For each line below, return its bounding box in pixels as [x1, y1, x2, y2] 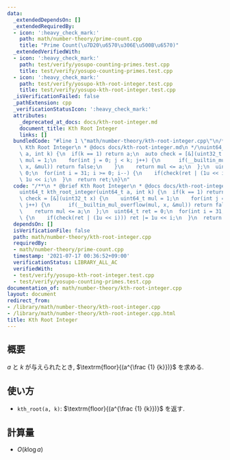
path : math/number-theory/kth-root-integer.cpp [13, 233, 152, 240]
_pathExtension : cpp [13, 100, 72, 106]
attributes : [13, 112, 48, 119]
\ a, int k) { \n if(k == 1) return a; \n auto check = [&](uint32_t [19, 150, 222, 158]
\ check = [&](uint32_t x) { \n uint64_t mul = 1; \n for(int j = [19, 195, 225, 203]
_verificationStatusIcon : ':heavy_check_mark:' [13, 106, 152, 113]
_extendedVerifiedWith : [13, 49, 81, 56]
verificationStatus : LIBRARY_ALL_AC [13, 259, 118, 266]
